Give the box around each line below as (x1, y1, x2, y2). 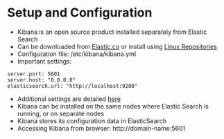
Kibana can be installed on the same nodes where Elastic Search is (17, 102, 209, 110)
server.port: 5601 (7, 71, 60, 77)
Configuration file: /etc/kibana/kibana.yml (17, 50, 137, 58)
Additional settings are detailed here (17, 95, 121, 103)
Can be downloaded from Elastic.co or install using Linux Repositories (17, 42, 217, 50)
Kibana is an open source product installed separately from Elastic (17, 28, 207, 36)
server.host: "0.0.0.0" (7, 76, 76, 84)
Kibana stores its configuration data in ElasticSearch (17, 116, 167, 125)
